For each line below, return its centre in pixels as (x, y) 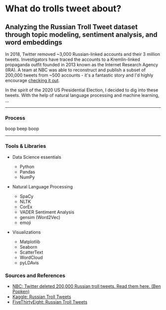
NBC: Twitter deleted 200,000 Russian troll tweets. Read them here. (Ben (86, 286)
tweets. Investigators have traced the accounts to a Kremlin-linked (73, 59)
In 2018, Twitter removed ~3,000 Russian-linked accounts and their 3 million (83, 54)
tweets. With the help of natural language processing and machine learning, (82, 95)
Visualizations (26, 232)
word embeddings (34, 42)
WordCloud (31, 257)
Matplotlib (30, 242)
